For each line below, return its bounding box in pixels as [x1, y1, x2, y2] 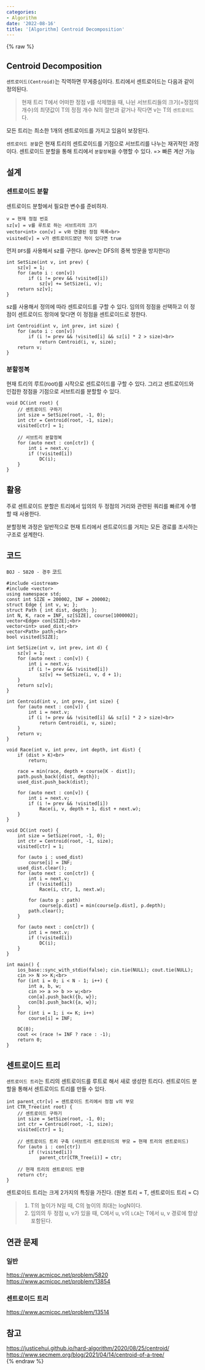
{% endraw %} [6, 1358, 44, 1365]
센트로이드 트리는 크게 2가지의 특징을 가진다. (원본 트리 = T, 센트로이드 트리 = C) [6, 1189, 199, 1196]
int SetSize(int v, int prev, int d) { [6, 644, 109, 651]
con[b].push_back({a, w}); [28, 999, 98, 1005]
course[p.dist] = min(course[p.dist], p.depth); [39, 902, 166, 908]
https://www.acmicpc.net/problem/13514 [6, 1309, 109, 1316]
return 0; [17, 1037, 43, 1043]
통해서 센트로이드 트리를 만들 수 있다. [17, 1085, 106, 1093]
